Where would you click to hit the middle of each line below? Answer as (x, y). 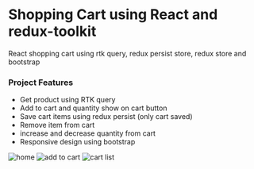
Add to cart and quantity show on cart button (93, 108)
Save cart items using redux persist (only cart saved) (106, 117)
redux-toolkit (52, 31)
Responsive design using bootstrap (77, 142)
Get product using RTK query (67, 100)
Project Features (41, 83)
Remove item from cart (57, 125)
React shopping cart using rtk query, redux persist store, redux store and (127, 53)
